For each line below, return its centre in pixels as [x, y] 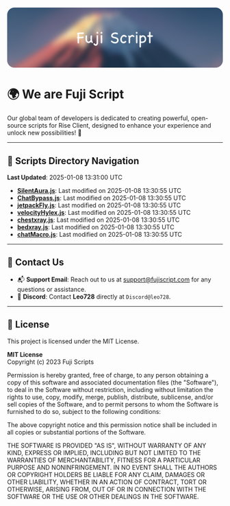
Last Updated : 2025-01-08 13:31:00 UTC [65, 177]
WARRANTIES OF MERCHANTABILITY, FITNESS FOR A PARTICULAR [104, 460]
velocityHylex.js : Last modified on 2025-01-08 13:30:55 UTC [104, 213]
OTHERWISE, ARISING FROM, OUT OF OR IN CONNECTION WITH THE [107, 489]
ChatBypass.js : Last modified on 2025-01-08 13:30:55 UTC [101, 198]
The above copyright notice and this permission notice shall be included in [112, 425]
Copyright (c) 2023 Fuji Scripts [51, 362]
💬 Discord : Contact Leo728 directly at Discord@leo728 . [94, 297]
